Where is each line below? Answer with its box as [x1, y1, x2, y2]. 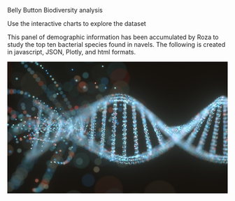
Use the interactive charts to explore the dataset [7, 20, 147, 27]
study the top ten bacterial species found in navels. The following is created [7, 40, 226, 48]
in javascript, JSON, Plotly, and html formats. [7, 48, 136, 56]
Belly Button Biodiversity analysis [7, 6, 103, 14]
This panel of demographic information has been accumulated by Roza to [7, 33, 219, 41]
